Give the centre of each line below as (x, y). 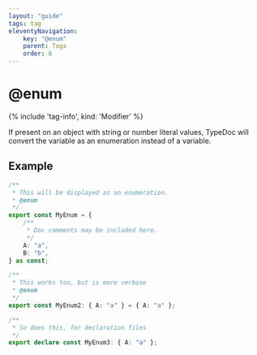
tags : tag (25, 24)
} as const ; (28, 261)
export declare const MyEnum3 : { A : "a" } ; (83, 343)
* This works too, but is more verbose (79, 283)
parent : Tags (45, 46)
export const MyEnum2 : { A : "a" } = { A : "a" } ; (92, 305)
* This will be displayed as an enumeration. (90, 193)
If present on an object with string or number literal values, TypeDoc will (128, 132)
